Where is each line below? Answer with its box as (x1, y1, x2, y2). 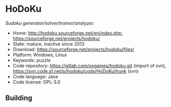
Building (5, 94, 32, 102)
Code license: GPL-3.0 (12, 79, 61, 85)
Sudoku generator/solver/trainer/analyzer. (5, 20, 94, 26)
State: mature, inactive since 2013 (12, 40, 85, 47)
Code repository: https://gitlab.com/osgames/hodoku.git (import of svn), (12, 62, 166, 69)
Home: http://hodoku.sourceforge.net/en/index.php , (12, 30, 123, 36)
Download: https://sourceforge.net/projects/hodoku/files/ (12, 46, 135, 52)
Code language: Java (12, 73, 58, 79)
